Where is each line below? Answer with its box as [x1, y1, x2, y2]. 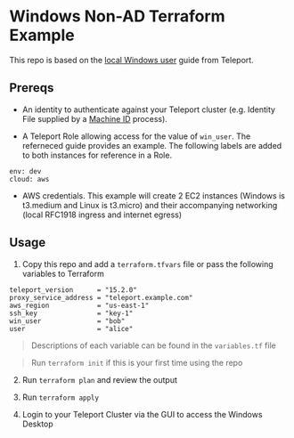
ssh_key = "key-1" [9, 309, 134, 318]
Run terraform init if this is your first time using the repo [30, 357, 243, 368]
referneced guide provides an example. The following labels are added [21, 140, 282, 150]
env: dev [9, 166, 42, 175]
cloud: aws [9, 174, 50, 183]
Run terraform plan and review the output [21, 374, 178, 385]
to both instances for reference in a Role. [21, 150, 172, 160]
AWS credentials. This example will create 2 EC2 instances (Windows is [21, 190, 285, 201]
